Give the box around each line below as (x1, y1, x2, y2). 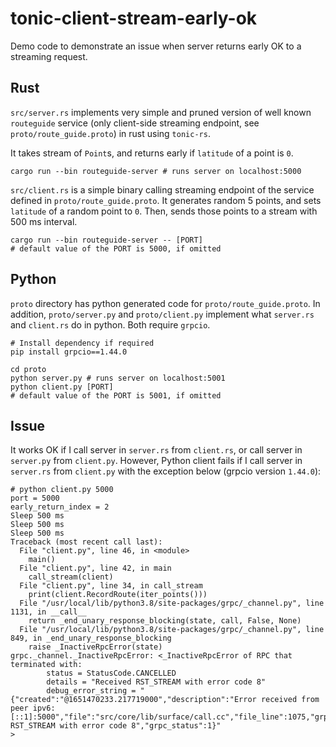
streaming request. (10, 50, 88, 62)
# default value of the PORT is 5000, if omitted (10, 243, 222, 254)
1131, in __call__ (10, 607, 87, 617)
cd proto (10, 364, 47, 374)
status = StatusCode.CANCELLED (46, 668, 177, 679)
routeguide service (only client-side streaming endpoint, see (10, 117, 260, 129)
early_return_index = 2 (10, 502, 110, 512)
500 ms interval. (10, 215, 78, 227)
